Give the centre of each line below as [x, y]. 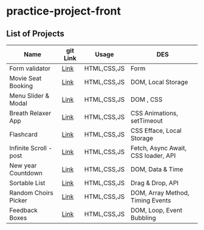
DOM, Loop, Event [156, 210]
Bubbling [143, 218]
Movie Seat [25, 78]
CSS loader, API [153, 156]
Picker [19, 200]
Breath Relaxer [30, 113]
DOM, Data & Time [157, 169]
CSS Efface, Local [156, 130]
